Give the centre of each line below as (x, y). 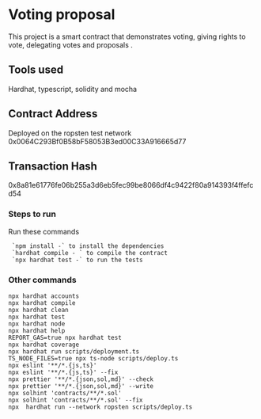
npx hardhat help (37, 330)
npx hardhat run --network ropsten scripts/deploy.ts (100, 407)
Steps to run (32, 214)
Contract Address (53, 114)
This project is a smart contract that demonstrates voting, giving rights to (127, 36)
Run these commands (44, 231)
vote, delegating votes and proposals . (70, 44)
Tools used (36, 70)
